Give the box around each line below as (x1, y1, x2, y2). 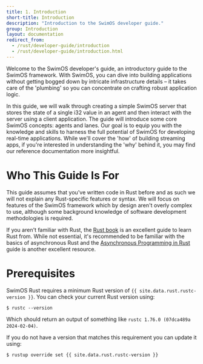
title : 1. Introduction (6, 8, 67, 15)
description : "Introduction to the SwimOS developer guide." (6, 20, 164, 26)
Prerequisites (6, 266, 76, 280)
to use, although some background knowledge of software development (6, 208, 187, 215)
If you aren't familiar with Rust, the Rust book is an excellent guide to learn (6, 226, 192, 233)
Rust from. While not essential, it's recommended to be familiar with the (6, 233, 185, 240)
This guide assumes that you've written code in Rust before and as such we (6, 188, 196, 196)
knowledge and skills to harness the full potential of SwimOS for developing (6, 128, 195, 135)
